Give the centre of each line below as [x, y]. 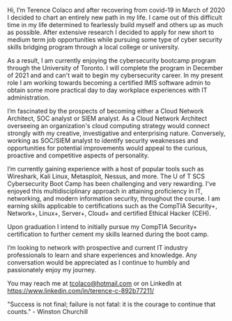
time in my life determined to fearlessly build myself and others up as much [115, 25]
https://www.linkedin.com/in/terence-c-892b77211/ [81, 291]
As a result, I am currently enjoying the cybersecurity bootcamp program [112, 61]
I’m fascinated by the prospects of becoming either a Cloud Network [106, 111]
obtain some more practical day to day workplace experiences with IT [107, 90]
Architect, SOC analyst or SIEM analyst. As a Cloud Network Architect [107, 118]
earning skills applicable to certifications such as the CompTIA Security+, [112, 206]
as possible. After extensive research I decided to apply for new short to [111, 32]
